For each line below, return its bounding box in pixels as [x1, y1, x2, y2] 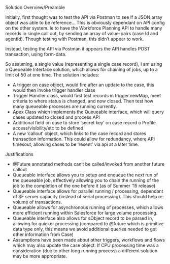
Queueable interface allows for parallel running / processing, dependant [12, 188, 163, 194]
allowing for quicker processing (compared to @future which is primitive [12, 221, 164, 226]
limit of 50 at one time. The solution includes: [5, 72, 99, 78]
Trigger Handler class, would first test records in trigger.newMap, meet [12, 93, 161, 98]
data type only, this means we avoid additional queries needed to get [12, 226, 157, 232]
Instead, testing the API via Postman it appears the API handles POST [5, 46, 150, 51]
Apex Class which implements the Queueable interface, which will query [12, 109, 164, 115]
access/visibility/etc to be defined [12, 125, 84, 131]
